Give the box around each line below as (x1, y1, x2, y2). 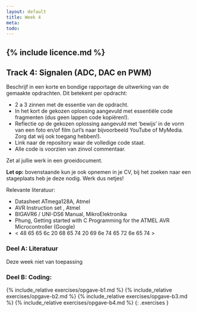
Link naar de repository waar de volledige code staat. (14, 139, 145, 146)
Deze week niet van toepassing (6, 258, 83, 265)
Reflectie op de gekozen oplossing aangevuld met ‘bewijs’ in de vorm (14, 120, 185, 127)
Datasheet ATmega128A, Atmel (14, 198, 91, 205)
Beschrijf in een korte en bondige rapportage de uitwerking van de (6, 83, 169, 91)
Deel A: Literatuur (6, 245, 58, 253)
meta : (6, 20, 20, 26)
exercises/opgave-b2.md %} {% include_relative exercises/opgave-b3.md (6, 293, 188, 300)
